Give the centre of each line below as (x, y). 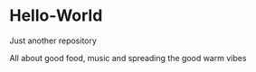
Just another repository (53, 40)
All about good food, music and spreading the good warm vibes (128, 58)
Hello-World (56, 16)
